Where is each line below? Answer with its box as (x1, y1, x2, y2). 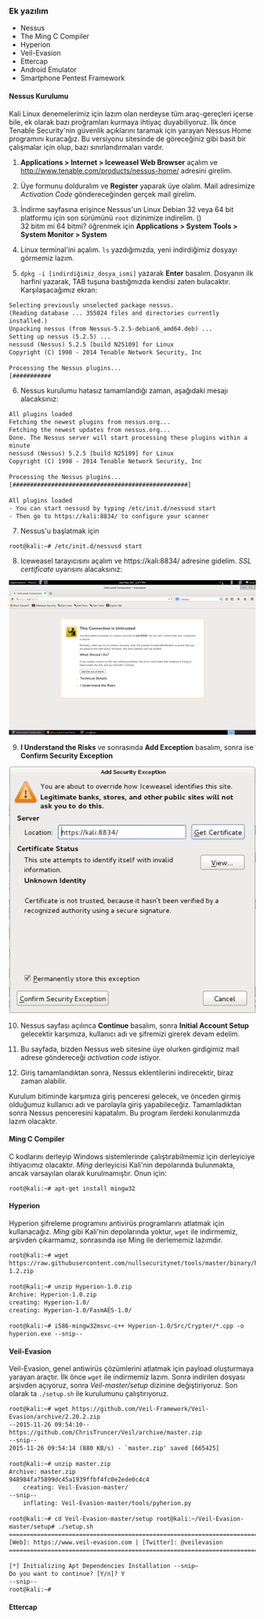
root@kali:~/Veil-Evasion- (156, 1515, 244, 1523)
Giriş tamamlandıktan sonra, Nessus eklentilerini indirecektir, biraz (20, 1068, 234, 1077)
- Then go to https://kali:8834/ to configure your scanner (9, 512, 210, 520)
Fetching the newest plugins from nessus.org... (9, 418, 171, 426)
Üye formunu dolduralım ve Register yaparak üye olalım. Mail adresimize (20, 181, 255, 190)
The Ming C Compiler (20, 31, 89, 41)
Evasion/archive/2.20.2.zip (9, 1413, 101, 1421)
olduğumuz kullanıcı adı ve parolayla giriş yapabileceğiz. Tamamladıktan (9, 1099, 242, 1109)
